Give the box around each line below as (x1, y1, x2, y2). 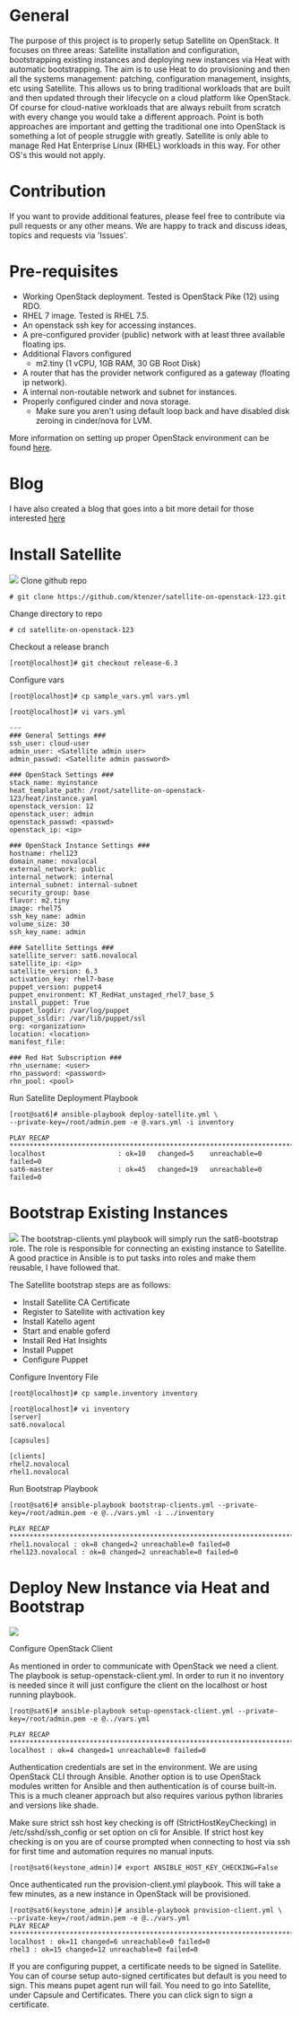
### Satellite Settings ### (9, 943, 115, 952)
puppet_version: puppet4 (9, 982, 102, 991)
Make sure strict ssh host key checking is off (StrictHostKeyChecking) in (9, 1817, 277, 1828)
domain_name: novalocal (9, 857, 99, 866)
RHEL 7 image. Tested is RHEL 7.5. (21, 310, 150, 321)
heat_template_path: (9, 786, 87, 795)
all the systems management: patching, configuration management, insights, (9, 73, 292, 84)
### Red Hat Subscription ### (9, 1053, 123, 1062)
